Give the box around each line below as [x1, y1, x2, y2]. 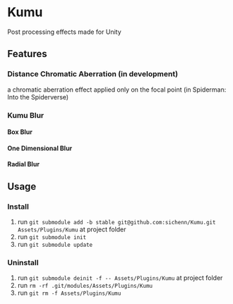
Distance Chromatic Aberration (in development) [7, 69, 179, 79]
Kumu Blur [7, 110, 44, 120]
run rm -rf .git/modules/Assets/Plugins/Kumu [17, 281, 153, 290]
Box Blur [7, 128, 33, 136]
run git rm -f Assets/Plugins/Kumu [17, 288, 121, 297]
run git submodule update [17, 241, 93, 249]
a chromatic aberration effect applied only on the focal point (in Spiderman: [7, 85, 227, 94]
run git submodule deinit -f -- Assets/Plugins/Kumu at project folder [17, 274, 223, 282]
